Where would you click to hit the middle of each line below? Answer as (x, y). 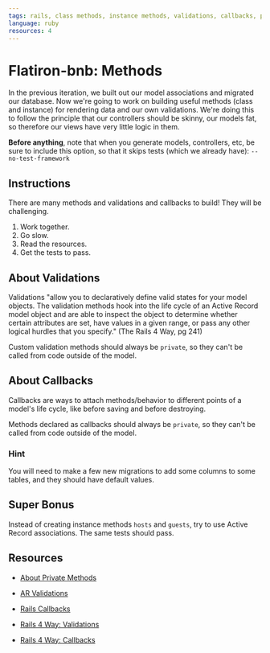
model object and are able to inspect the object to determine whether (123, 314)
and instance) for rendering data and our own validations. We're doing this (131, 110)
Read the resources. (53, 244)
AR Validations (44, 593)
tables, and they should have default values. (81, 480)
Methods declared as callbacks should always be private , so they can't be (132, 424)
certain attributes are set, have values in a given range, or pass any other (129, 322)
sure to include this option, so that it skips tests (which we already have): (129, 151)
